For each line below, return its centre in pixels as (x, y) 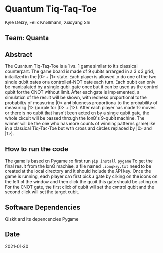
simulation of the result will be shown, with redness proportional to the (76, 97)
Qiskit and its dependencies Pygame (42, 219)
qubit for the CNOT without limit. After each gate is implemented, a (72, 92)
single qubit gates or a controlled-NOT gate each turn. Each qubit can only (80, 82)
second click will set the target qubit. (42, 192)
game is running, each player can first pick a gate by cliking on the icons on (81, 176)
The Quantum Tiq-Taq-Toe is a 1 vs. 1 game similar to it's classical (71, 66)
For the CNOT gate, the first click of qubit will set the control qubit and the (80, 187)
